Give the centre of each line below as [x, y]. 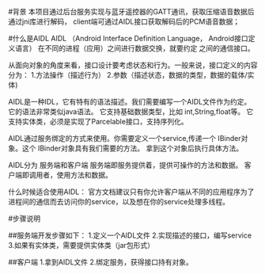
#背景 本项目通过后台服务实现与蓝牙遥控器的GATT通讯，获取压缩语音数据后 [131, 11]
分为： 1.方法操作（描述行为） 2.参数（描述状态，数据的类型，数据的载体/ [128, 75]
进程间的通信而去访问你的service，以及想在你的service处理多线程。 [119, 202]
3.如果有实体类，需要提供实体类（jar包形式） [81, 245]
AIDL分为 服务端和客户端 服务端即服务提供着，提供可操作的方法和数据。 [125, 165]
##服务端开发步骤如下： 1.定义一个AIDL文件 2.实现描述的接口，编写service [130, 235]
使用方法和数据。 [84, 175]
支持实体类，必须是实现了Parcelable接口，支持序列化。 [98, 122]
